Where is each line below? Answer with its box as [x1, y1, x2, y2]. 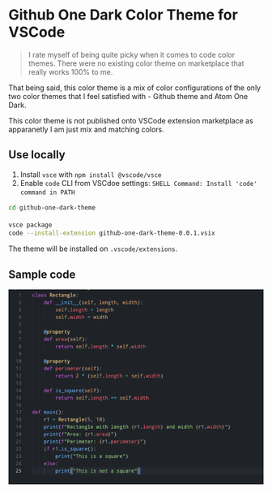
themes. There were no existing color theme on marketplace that [28, 58, 244, 68]
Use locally [8, 148, 66, 162]
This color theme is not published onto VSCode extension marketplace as [8, 115, 253, 125]
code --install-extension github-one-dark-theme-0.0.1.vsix [8, 229, 216, 237]
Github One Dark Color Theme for [8, 6, 239, 24]
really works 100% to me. [28, 67, 113, 76]
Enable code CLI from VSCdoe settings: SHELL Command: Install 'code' [19, 178, 257, 188]
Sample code [8, 267, 76, 281]
